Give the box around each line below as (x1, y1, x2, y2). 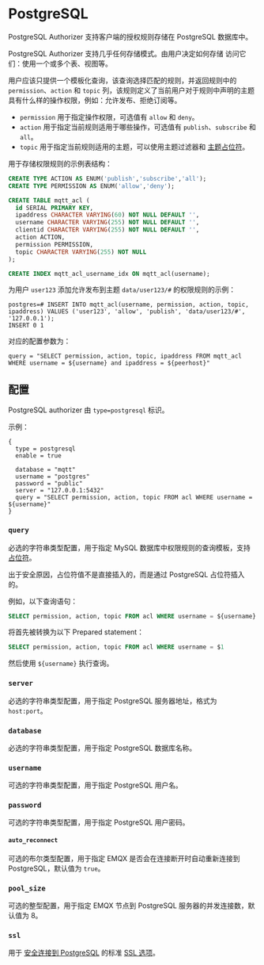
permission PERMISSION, (15, 240, 93, 248)
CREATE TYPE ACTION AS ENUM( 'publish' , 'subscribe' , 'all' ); (8, 174, 207, 182)
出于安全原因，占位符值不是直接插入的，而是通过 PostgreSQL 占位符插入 (8, 569, 245, 579)
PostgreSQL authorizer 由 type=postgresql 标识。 (8, 405, 169, 415)
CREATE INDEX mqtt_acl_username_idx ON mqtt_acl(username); (8, 270, 211, 278)
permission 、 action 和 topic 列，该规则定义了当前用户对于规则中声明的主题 (8, 85, 255, 95)
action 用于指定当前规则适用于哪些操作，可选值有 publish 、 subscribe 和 (19, 122, 257, 132)
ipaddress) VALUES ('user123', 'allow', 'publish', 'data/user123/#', (8, 308, 246, 316)
